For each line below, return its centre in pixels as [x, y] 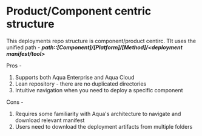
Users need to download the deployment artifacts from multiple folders [104, 126]
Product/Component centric [79, 11]
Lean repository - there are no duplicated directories [81, 84]
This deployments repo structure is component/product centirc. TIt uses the [101, 41]
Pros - [14, 66]
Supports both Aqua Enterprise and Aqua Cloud [75, 77]
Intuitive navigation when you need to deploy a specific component [99, 90]
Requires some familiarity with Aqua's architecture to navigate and [98, 114]
